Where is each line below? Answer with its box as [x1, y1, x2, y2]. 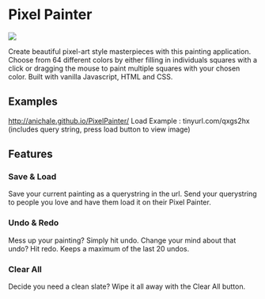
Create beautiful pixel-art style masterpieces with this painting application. [8, 46, 252, 56]
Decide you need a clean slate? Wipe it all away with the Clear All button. [8, 282, 246, 291]
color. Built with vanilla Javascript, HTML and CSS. [8, 71, 173, 81]
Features [8, 148, 53, 161]
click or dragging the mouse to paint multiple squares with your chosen [8, 63, 240, 73]
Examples [8, 95, 58, 109]
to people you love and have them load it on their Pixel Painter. [8, 197, 211, 207]
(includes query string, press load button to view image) [8, 125, 191, 134]
